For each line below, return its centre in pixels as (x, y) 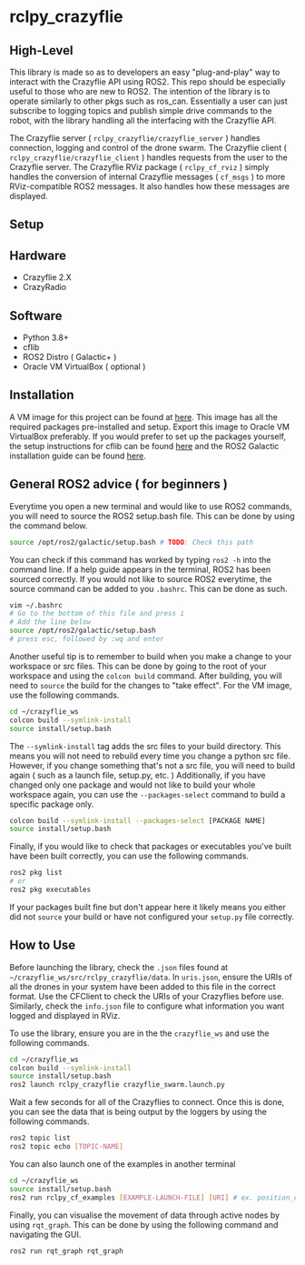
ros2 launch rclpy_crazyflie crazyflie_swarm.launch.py (117, 1085)
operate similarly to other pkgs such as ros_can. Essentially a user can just (148, 101)
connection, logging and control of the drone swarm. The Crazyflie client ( (148, 148)
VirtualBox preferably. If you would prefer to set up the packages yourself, (148, 436)
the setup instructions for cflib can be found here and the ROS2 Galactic (144, 446)
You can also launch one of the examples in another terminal (123, 1164)
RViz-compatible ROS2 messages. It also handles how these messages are (150, 186)
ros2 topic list (40, 1139)
